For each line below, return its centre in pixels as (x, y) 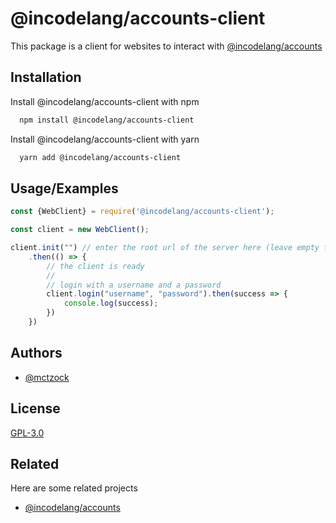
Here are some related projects (74, 488)
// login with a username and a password (134, 285)
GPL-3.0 (27, 433)
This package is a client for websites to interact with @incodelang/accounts (166, 46)
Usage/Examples (64, 188)
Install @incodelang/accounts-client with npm (105, 101)
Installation (46, 77)
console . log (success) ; (111, 303)
